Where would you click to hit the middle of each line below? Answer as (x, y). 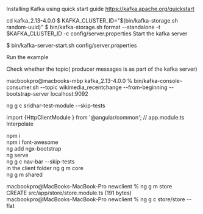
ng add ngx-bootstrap (34, 148)
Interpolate (20, 124)
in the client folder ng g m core (45, 168)
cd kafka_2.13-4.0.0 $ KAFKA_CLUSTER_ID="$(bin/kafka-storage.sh (92, 20)
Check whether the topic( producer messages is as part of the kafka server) (102, 69)
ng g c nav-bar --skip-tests (41, 162)
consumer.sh (23, 87)
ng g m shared (24, 174)
